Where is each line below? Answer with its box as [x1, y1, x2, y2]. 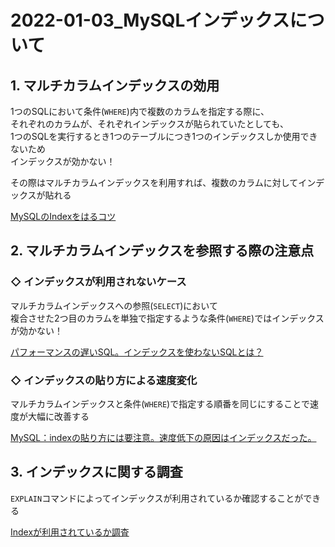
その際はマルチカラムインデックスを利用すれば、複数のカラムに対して [10, 177, 299, 188]
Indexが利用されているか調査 [10, 526, 130, 538]
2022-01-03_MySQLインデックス [10, 9, 290, 32]
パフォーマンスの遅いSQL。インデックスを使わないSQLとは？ [10, 346, 264, 358]
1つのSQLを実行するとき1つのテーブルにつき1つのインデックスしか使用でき [10, 131, 318, 142]
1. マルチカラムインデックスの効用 [10, 77, 220, 94]
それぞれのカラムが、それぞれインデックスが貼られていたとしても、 [10, 118, 289, 130]
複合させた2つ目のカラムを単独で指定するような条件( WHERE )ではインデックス [10, 312, 325, 324]
